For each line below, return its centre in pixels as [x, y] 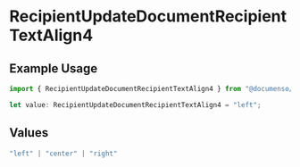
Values [29, 133]
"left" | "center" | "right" [63, 154]
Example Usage [54, 68]
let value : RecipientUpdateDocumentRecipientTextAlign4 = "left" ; [135, 104]
